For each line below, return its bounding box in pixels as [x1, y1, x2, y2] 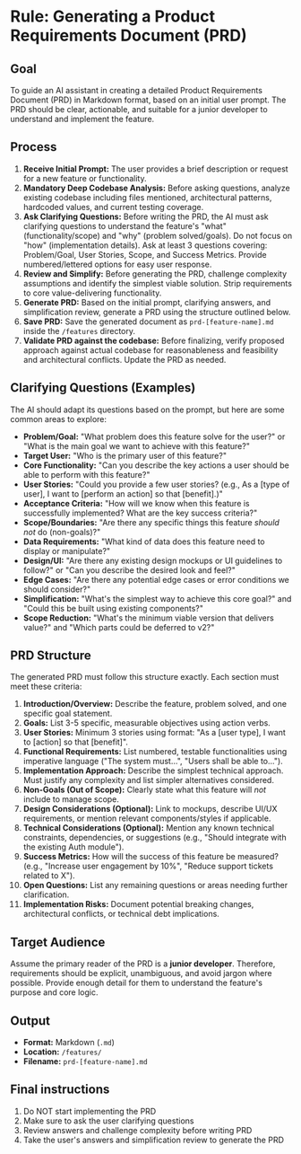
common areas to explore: [10, 413, 107, 424]
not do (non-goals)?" [22, 526, 101, 537]
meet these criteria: [10, 681, 82, 692]
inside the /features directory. [22, 325, 136, 336]
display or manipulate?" [22, 545, 111, 556]
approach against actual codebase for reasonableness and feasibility [22, 344, 279, 356]
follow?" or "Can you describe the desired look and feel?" [22, 564, 236, 576]
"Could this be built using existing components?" [22, 603, 204, 613]
